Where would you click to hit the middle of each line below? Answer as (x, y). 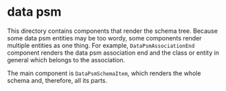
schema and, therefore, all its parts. (57, 80)
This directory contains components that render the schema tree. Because (113, 31)
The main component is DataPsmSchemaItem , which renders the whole (104, 73)
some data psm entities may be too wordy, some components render (104, 38)
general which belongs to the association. (66, 60)
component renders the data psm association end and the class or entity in (113, 53)
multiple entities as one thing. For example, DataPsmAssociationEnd (101, 45)
